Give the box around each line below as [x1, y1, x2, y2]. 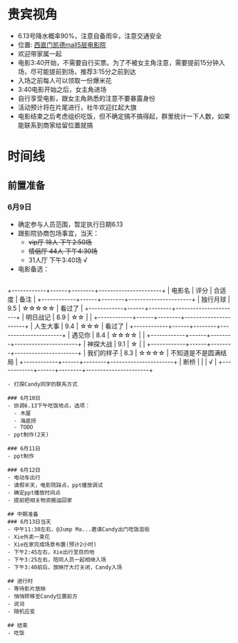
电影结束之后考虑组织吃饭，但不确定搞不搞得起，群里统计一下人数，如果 [17, 111, 230, 120]
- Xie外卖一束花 [7, 533, 51, 540]
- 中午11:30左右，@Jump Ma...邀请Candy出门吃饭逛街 [7, 526, 150, 533]
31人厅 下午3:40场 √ [28, 255, 88, 264]
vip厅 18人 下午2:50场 [28, 237, 93, 246]
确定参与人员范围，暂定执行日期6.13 [17, 219, 123, 229]
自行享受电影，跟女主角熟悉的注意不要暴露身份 [17, 94, 155, 102]
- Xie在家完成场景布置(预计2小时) [7, 541, 97, 548]
